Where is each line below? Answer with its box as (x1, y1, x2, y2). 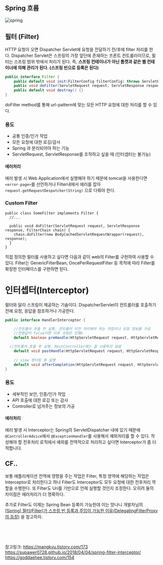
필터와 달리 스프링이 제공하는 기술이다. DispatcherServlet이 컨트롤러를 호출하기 (5, 302, 156, 308)
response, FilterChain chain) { (5, 227, 70, 233)
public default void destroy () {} (14, 88, 83, 93)
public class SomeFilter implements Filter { (5, 210, 98, 216)
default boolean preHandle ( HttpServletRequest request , (14, 335, 130, 341)
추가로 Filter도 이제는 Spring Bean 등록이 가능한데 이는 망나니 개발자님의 (5, 501, 143, 507)
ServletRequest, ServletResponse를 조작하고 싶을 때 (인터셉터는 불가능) (12, 152, 151, 157)
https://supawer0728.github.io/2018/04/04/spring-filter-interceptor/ (5, 549, 141, 555)
